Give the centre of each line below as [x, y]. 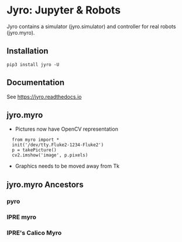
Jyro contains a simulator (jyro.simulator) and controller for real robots [91, 26]
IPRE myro [22, 217]
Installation [28, 51]
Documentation [36, 83]
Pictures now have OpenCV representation [67, 129]
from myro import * [36, 140]
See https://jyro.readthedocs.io [44, 97]
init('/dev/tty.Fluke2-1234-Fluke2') [58, 145]
